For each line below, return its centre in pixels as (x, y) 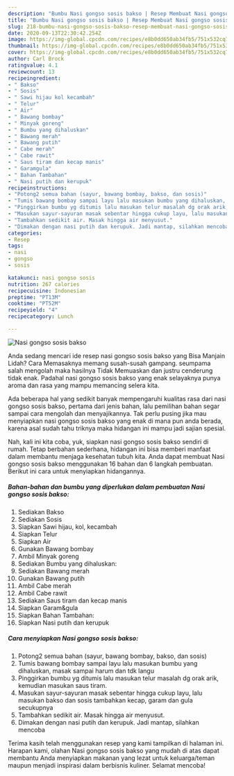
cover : (17, 53)
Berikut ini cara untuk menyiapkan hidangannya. (77, 471)
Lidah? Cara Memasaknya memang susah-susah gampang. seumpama (109, 363)
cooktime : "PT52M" (34, 304)
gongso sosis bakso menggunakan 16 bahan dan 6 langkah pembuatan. (111, 464)
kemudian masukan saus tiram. (62, 685)
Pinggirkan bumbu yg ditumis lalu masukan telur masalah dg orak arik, (118, 678)
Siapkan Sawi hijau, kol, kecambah (67, 526)
